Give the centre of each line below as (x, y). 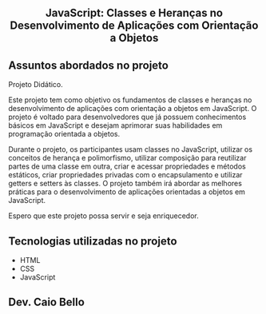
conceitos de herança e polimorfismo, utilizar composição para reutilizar (127, 158)
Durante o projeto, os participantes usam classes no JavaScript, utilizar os (131, 149)
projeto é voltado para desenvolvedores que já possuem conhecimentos (127, 117)
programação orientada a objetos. (64, 134)
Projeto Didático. (36, 85)
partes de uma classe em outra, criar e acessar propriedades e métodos (127, 166)
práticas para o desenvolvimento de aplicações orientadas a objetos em (127, 192)
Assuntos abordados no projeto (89, 65)
